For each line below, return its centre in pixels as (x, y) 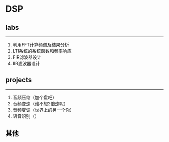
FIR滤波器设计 (27, 57)
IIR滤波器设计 (26, 64)
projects (19, 80)
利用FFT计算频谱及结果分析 (41, 45)
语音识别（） (26, 116)
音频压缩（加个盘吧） (34, 97)
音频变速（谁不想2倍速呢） (40, 103)
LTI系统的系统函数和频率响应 (42, 51)
